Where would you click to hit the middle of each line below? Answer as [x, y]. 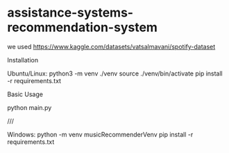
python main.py [29, 107]
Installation [23, 60]
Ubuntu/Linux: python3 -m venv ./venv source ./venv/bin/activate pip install [115, 73]
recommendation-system [83, 27]
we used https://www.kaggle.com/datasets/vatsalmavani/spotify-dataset [111, 46]
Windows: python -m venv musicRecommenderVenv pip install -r [100, 134]
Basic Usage [25, 94]
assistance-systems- [70, 13]
